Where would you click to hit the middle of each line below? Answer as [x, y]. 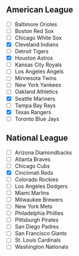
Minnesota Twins [36, 78]
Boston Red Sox [34, 31]
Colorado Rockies [37, 179]
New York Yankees [38, 85]
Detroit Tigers [31, 51]
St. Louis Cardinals [38, 240]
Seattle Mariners [35, 99]
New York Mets [34, 206]
